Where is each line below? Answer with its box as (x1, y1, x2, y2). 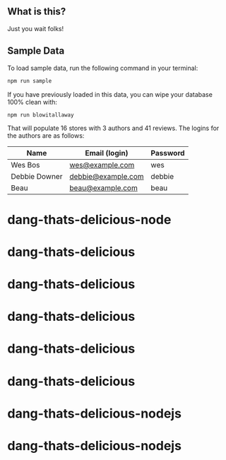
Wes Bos (11, 160, 40, 170)
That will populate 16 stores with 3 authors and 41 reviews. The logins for (7, 124, 220, 133)
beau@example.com (69, 183, 138, 193)
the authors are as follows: (7, 131, 85, 140)
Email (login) (84, 148, 129, 158)
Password (150, 148, 185, 158)
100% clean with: (7, 98, 58, 106)
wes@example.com (69, 160, 135, 170)
